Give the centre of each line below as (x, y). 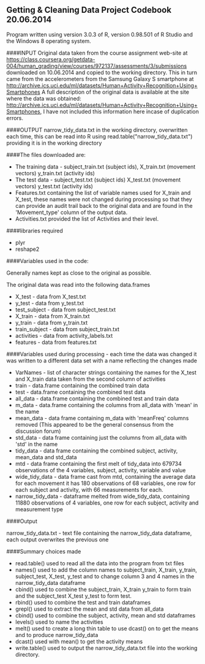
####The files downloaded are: (46, 155)
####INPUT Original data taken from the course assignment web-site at (97, 53)
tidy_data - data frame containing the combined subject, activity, (96, 451)
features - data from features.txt (56, 342)
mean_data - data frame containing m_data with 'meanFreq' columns (102, 418)
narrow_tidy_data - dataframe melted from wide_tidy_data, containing (102, 496)
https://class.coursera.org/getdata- (51, 59)
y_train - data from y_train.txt (51, 322)
